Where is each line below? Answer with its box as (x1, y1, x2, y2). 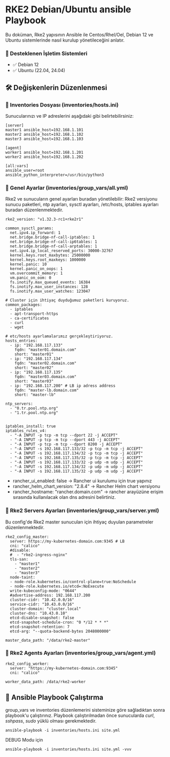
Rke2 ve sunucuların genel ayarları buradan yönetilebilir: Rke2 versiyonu (5, 196, 158, 202)
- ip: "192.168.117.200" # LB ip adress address (10, 383, 116, 389)
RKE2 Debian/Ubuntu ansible (5, 4, 132, 15)
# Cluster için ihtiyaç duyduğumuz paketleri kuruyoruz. (5, 298, 130, 303)
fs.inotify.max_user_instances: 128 (10, 284, 88, 290)
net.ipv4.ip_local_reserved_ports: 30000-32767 (10, 248, 114, 254)
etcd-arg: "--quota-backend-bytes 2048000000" (10, 628, 111, 634)
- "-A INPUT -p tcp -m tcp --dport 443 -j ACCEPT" (10, 437, 120, 443)
